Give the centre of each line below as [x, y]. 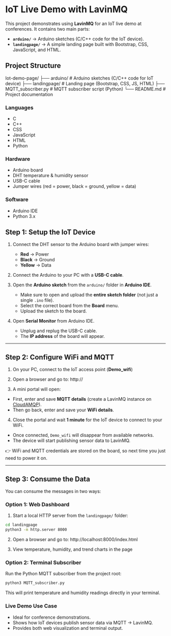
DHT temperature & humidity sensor [50, 176]
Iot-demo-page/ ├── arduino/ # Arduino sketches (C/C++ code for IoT [79, 78]
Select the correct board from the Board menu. [69, 306]
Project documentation [29, 94]
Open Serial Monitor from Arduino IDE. [53, 321]
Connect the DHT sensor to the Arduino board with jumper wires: [81, 244]
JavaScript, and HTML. [37, 50]
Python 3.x [24, 216]
